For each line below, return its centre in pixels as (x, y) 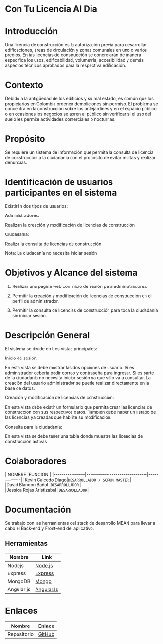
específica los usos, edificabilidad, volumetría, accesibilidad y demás (74, 60)
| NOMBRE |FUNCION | (28, 474)
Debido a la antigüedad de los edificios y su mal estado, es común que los (80, 99)
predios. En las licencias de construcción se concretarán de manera (73, 55)
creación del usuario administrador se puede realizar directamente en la (77, 383)
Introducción (32, 31)
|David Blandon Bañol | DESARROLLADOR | (43, 484)
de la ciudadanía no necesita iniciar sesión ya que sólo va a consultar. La (78, 377)
